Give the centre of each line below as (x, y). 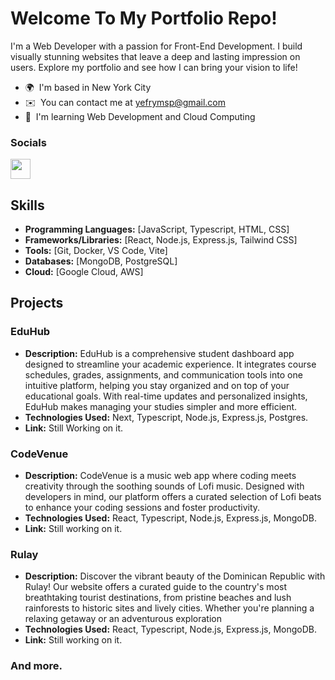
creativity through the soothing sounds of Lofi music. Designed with (164, 486)
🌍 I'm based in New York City (88, 87)
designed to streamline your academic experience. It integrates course (170, 364)
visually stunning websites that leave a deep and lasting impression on (155, 56)
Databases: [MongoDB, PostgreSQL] (101, 261)
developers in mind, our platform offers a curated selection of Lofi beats (173, 497)
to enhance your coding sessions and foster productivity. (142, 508)
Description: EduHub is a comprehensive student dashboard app (159, 353)
